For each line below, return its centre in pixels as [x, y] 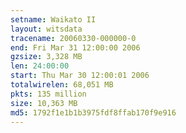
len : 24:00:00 [40, 66]
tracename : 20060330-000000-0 [73, 38]
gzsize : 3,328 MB [46, 57]
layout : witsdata [46, 29]
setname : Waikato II [53, 19]
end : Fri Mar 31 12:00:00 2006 [75, 47]
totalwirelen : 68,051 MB [62, 85]
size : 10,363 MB [44, 103]
